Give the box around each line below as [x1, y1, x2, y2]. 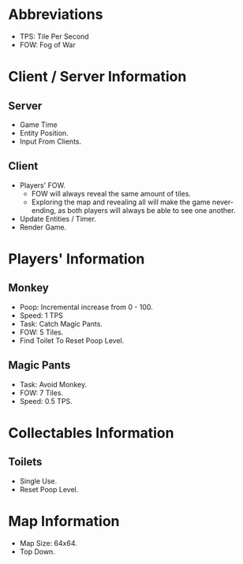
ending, [31, 205, 57, 215]
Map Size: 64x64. [19, 538, 77, 547]
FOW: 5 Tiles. [19, 327, 64, 337]
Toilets [8, 455, 43, 469]
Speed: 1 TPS [19, 310, 63, 320]
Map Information [8, 512, 120, 530]
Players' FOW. [19, 180, 65, 190]
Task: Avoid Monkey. [19, 379, 88, 389]
